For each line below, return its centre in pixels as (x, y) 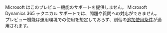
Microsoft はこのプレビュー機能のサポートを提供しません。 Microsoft (76, 7)
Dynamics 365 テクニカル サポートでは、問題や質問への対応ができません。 (82, 13)
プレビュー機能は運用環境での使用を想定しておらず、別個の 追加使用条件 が (81, 19)
